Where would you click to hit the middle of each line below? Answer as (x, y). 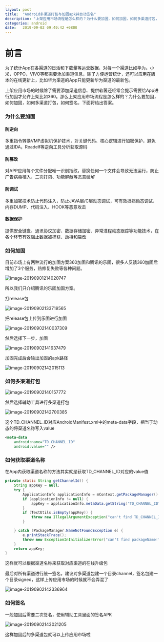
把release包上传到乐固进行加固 (36, 318)
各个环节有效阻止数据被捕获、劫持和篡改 (46, 237)
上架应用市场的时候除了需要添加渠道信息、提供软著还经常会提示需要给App (80, 90)
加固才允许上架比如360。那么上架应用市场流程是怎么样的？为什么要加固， (84, 97)
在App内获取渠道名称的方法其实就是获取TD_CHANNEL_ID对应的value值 (77, 472)
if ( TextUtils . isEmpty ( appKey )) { (58, 513)
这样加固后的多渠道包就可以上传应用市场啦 (48, 634)
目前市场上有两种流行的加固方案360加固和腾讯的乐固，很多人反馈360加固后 (82, 262)
